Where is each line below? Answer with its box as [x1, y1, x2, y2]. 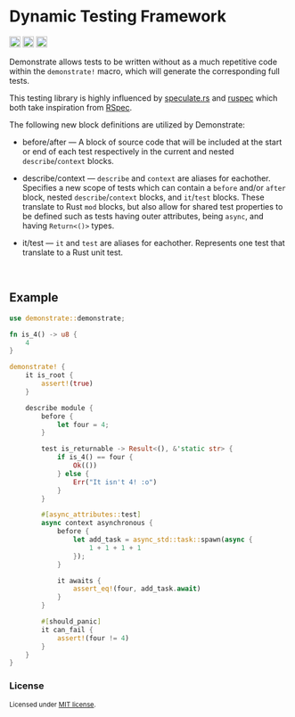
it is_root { [25, 371, 74, 380]
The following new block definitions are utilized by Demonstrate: [9, 119, 245, 130]
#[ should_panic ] [41, 617, 102, 626]
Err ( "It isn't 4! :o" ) [72, 477, 158, 487]
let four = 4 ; [56, 420, 110, 429]
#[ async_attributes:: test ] [41, 510, 142, 519]
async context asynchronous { [41, 519, 153, 528]
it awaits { [56, 576, 102, 585]
